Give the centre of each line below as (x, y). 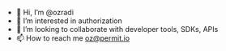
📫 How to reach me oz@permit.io (73, 38)
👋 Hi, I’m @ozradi (45, 12)
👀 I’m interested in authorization (69, 21)
